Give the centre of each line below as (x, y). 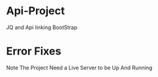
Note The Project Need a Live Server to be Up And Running (79, 68)
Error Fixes (34, 51)
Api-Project (36, 11)
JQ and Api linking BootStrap (42, 27)
